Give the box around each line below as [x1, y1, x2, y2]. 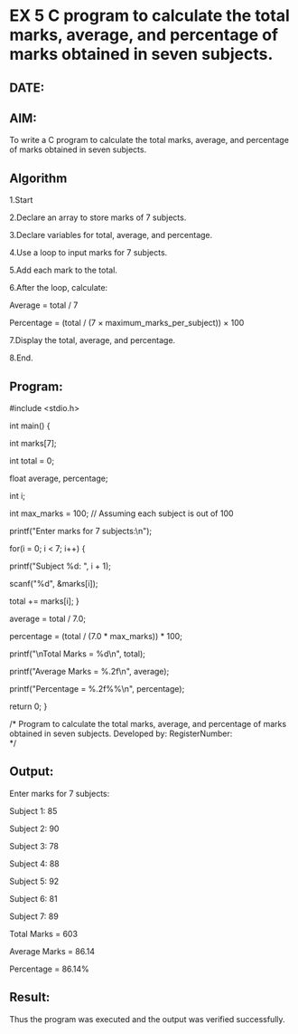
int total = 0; [9, 455, 55, 466]
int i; [9, 491, 25, 502]
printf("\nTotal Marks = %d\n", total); [9, 648, 146, 659]
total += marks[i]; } [9, 596, 79, 607]
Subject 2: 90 [9, 823, 60, 834]
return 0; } [9, 701, 48, 712]
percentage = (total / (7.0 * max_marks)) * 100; [9, 631, 183, 642]
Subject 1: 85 [9, 805, 58, 816]
